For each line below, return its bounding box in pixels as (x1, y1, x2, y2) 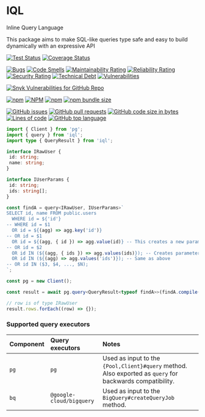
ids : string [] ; (9, 187, 48, 194)
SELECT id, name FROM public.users (6, 210, 97, 217)
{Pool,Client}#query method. (103, 361, 187, 370)
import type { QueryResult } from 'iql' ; (6, 137, 113, 143)
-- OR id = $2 (6, 244, 43, 250)
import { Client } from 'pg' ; (6, 126, 84, 132)
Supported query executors (6, 320, 90, 328)
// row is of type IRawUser (6, 300, 78, 306)
